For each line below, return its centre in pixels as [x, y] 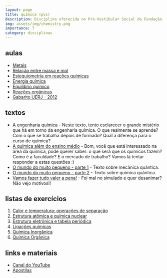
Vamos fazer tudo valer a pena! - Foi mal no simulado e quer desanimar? [87, 178]
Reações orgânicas [32, 92]
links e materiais [31, 253]
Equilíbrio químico [31, 86]
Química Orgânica [31, 237]
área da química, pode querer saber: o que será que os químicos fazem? [87, 151]
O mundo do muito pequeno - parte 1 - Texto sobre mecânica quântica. [86, 167]
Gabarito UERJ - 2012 [35, 97]
